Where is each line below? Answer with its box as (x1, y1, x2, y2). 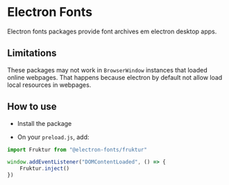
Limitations (7, 47, 57, 59)
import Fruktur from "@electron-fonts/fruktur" (7, 146, 148, 153)
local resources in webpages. (7, 81, 92, 89)
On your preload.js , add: (17, 133, 90, 141)
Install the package (17, 119, 72, 127)
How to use (7, 101, 57, 113)
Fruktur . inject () (19, 165, 70, 172)
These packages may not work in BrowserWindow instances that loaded (7, 65, 208, 74)
